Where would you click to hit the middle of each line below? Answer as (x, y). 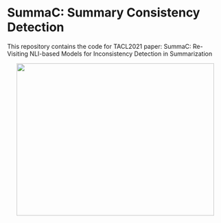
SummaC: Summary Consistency (104, 13)
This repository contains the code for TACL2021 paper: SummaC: (99, 46)
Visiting (18, 54)
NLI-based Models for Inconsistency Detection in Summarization (121, 54)
